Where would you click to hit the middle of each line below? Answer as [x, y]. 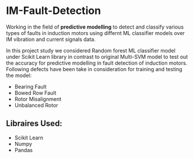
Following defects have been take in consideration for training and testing [94, 69]
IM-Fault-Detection [54, 11]
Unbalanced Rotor [36, 105]
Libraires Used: [34, 124]
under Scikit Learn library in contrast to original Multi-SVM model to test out [97, 57]
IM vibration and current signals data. [51, 39]
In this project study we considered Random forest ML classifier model [91, 50]
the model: [19, 75]
